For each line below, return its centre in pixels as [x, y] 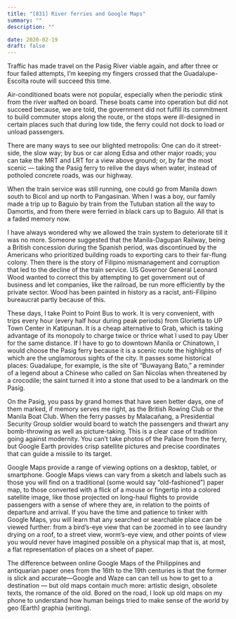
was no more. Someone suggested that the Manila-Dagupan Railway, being [116, 240]
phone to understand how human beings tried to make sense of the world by [118, 601]
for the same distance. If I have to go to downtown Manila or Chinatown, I [113, 343]
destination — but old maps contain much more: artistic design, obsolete [112, 586]
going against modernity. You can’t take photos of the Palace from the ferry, [117, 439]
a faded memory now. [39, 219]
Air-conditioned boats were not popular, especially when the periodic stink [115, 95]
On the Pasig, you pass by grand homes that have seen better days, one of [116, 402]
